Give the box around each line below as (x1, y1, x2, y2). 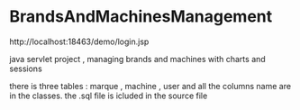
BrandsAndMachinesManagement (9, 6, 273, 27)
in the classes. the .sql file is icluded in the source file (9, 90, 208, 101)
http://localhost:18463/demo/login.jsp (9, 36, 150, 47)
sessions (9, 63, 42, 74)
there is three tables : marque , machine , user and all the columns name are (9, 80, 291, 91)
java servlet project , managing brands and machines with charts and (9, 53, 266, 64)
